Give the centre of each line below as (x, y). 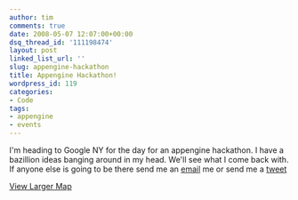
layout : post (33, 51)
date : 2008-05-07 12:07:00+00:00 (71, 34)
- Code (21, 100)
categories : (31, 92)
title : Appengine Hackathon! (63, 76)
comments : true (37, 26)
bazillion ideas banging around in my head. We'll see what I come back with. (149, 160)
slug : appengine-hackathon (59, 68)
